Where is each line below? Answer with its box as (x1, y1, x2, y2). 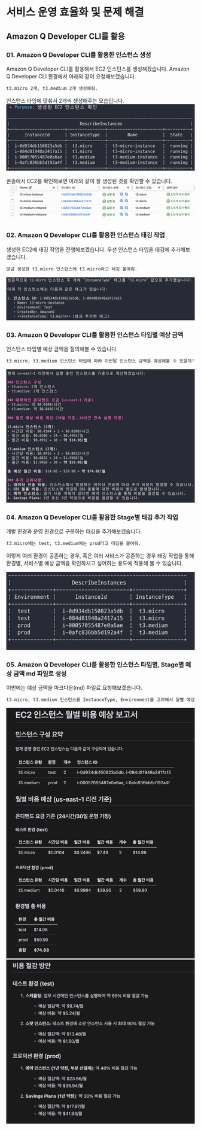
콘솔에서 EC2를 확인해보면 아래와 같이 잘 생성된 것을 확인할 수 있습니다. (6, 178, 173, 185)
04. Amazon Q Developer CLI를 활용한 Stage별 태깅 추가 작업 (6, 513, 178, 521)
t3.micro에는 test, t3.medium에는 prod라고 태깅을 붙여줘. (6, 541, 142, 547)
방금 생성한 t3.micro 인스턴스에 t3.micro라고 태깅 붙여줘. (6, 266, 138, 272)
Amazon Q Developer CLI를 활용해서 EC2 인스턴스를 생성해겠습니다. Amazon (6, 65, 190, 72)
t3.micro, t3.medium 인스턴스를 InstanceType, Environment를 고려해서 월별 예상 (6, 696, 195, 703)
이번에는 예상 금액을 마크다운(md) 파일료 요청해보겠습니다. (6, 684, 142, 691)
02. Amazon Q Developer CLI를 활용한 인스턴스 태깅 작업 (6, 231, 166, 239)
